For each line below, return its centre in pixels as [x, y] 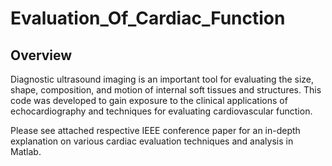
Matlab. [26, 151]
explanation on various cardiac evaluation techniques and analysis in [152, 141]
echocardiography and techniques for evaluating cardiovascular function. [161, 111]
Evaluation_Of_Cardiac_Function [148, 18]
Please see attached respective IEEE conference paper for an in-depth [155, 130]
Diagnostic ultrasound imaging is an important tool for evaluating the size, [162, 79]
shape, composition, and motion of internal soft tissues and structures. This [166, 90]
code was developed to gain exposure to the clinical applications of [149, 100]
